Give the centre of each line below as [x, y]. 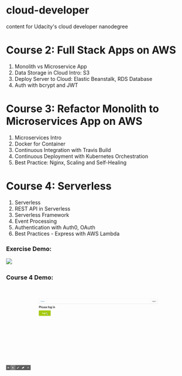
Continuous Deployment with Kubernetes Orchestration [81, 156]
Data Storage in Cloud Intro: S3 [52, 72]
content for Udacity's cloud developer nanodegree [67, 26]
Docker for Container [40, 144]
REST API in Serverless [42, 208]
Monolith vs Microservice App [51, 66]
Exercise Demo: [29, 249]
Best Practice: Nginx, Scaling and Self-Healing [71, 162]
